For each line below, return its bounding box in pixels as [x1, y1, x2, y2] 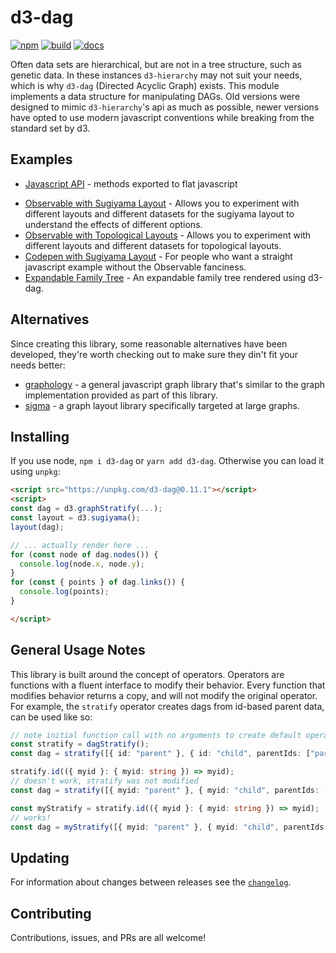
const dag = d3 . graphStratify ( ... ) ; [10, 504, 163, 514]
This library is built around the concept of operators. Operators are [10, 668, 285, 680]
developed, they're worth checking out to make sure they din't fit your [10, 348, 298, 360]
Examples [10, 151, 73, 168]
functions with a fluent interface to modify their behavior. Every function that [10, 679, 326, 691]
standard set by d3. [10, 122, 91, 134]
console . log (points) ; [19, 587, 110, 597]
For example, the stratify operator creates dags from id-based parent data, [10, 700, 325, 712]
